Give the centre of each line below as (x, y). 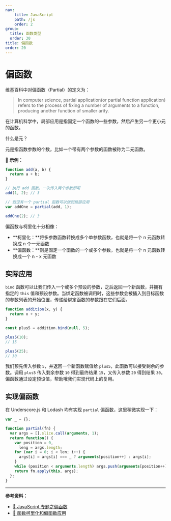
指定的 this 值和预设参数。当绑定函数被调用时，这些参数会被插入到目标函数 (85, 294)
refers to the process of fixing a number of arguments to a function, (89, 105)
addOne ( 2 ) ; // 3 (22, 216)
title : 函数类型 (26, 34)
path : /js (25, 19)
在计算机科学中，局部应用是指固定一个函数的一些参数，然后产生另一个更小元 (85, 121)
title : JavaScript (34, 15)
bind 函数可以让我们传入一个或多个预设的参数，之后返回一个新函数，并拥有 (84, 287)
